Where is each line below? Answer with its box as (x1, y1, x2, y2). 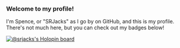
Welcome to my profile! (6, 5, 75, 13)
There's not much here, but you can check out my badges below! (6, 24, 165, 31)
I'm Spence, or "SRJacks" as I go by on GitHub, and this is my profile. (6, 18, 175, 25)
